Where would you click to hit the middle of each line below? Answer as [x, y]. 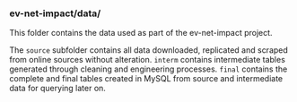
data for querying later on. [57, 89]
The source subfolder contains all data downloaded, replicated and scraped [149, 50]
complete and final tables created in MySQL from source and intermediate [146, 79]
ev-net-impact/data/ [55, 13]
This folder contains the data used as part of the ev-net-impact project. [141, 33]
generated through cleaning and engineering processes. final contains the [148, 69]
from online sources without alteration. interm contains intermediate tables [147, 60]
